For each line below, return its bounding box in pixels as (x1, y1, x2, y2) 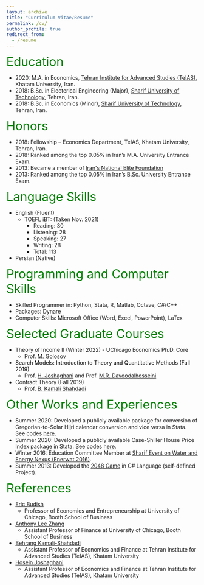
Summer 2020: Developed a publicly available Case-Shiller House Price (15, 436, 195, 443)
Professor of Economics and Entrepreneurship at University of (24, 507, 180, 514)
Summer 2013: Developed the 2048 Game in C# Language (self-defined (15, 462, 195, 469)
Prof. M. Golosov (24, 352, 66, 360)
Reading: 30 (33, 222, 64, 229)
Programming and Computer (6, 266, 169, 282)
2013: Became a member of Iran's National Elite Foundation (15, 164, 164, 171)
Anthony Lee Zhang (15, 520, 65, 527)
